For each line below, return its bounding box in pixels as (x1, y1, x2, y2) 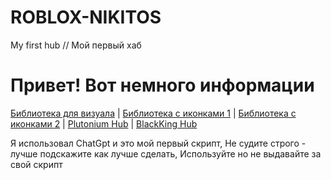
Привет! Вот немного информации (10, 74, 315, 97)
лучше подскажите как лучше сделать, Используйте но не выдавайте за (10, 147, 322, 160)
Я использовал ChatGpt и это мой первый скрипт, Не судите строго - (10, 137, 307, 149)
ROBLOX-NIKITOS (10, 6, 162, 29)
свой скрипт (10, 158, 63, 170)
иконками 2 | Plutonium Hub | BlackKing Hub (10, 117, 198, 130)
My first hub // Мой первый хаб (10, 39, 142, 51)
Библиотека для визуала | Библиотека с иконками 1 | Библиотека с (10, 107, 297, 119)
